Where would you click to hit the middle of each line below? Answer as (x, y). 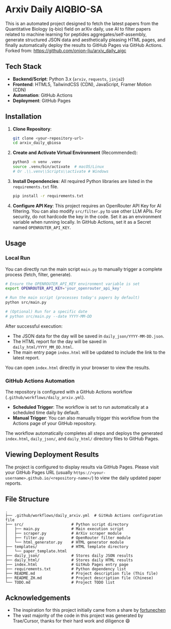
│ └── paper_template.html (36, 551)
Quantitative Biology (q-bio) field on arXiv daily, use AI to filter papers (78, 29)
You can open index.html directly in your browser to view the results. (78, 368)
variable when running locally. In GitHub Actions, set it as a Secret (82, 222)
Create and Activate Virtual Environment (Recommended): (75, 153)
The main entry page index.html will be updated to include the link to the (89, 352)
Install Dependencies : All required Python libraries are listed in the (82, 181)
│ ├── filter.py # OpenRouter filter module (68, 538)
